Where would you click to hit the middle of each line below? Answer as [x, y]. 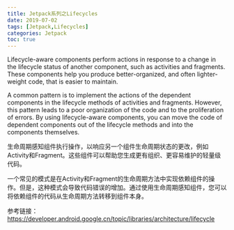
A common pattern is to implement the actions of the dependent [99, 95]
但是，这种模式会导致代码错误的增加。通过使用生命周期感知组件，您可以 [123, 187]
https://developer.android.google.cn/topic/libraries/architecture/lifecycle [111, 219]
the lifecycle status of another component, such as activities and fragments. [116, 67]
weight [17, 82]
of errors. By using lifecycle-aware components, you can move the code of [115, 117]
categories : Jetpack [37, 33]
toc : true [22, 40]
